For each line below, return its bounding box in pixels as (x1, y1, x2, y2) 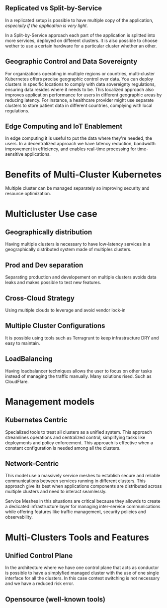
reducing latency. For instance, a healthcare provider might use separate (5, 97, 154, 103)
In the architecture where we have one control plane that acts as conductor (5, 565, 159, 571)
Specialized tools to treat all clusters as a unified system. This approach (5, 429, 153, 435)
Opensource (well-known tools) (5, 595, 106, 604)
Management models (5, 396, 95, 407)
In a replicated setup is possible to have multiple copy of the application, (5, 17, 154, 23)
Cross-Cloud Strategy (5, 294, 75, 303)
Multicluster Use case (5, 208, 98, 219)
